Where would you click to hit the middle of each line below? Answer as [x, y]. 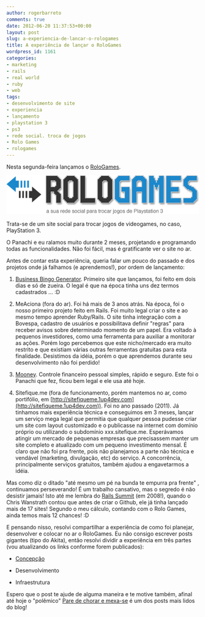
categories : [21, 58]
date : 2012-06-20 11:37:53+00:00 [49, 26]
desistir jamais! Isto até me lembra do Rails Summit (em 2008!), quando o [99, 496]
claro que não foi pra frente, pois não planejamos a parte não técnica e [105, 451]
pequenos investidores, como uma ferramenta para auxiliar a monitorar [105, 336]
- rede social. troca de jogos [46, 136]
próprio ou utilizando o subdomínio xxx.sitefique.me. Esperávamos [99, 431]
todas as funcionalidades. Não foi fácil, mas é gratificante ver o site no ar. [99, 249]
